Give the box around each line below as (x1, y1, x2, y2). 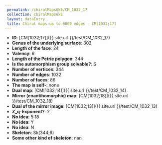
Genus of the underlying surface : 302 (11, 40, 92, 46)
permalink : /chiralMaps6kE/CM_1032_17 (6, 7, 88, 12)
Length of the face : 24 (11, 45, 59, 51)
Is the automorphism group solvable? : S (11, 61, 97, 67)
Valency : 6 (11, 51, 35, 57)
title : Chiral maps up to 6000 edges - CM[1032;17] (6, 21, 117, 26)
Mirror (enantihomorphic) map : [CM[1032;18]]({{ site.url (11, 93, 129, 99)
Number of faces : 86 (11, 77, 56, 83)
